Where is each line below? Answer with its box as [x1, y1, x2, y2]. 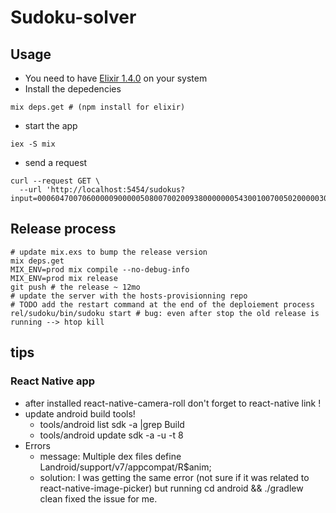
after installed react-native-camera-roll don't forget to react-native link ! [24, 397, 322, 409]
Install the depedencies [24, 83, 122, 95]
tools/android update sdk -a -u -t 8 [39, 429, 184, 441]
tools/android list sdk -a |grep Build [39, 418, 185, 430]
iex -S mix [10, 139, 56, 149]
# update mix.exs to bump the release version [10, 247, 208, 257]
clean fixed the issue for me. [39, 492, 158, 505]
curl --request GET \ [10, 176, 101, 186]
